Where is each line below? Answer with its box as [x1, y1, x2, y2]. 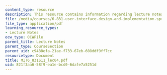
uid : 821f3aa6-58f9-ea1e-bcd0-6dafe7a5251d [5, 62, 97, 67]
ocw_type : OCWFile [5, 35, 43, 40]
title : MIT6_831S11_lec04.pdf [5, 58, 68, 63]
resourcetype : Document [5, 53, 55, 58]
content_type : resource [5, 7, 55, 12]
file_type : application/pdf [5, 21, 64, 26]
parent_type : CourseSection [5, 44, 64, 49]
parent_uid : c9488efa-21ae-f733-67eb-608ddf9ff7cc [5, 48, 112, 53]
